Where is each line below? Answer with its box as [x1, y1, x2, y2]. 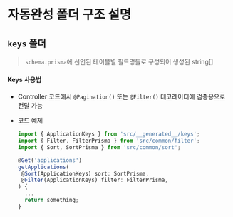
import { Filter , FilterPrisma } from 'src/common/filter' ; [17, 137, 200, 145]
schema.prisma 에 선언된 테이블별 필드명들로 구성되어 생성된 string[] [24, 58, 214, 66]
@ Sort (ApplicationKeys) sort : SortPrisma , [21, 170, 150, 177]
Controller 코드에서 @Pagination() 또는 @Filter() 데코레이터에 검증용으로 [17, 92, 226, 101]
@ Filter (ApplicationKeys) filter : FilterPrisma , [21, 176, 169, 184]
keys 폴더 [7, 37, 46, 49]
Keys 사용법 [7, 75, 41, 84]
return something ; [24, 197, 79, 204]
